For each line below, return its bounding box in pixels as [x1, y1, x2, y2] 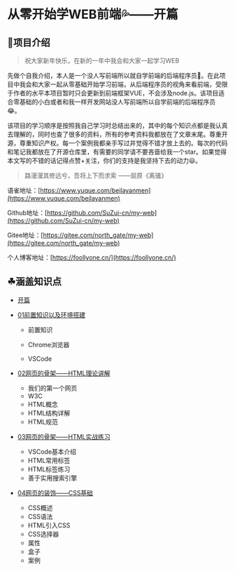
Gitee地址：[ [7, 231, 43, 239]
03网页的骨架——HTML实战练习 [17, 432, 111, 441]
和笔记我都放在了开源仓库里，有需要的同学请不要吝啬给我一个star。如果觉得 [7, 148, 227, 156]
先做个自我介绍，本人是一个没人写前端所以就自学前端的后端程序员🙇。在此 [7, 72, 220, 79]
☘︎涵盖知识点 [7, 276, 62, 288]
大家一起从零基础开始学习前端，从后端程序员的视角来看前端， [37, 80, 215, 88]
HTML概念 [27, 400, 58, 408]
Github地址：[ [7, 208, 48, 217]
